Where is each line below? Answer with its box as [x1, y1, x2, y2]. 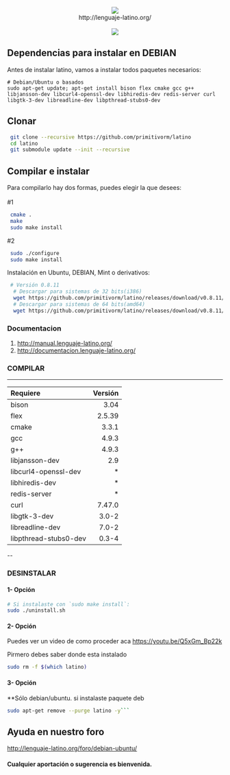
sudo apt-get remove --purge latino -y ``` [7, 707, 130, 714]
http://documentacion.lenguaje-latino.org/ [16, 346, 136, 355]
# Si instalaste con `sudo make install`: [7, 601, 130, 608]
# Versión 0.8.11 [10, 282, 60, 289]
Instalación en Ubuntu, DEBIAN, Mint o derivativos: [7, 268, 151, 277]
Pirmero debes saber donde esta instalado [7, 650, 127, 658]
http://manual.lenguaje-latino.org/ [16, 339, 113, 348]
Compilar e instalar [7, 165, 90, 177]
